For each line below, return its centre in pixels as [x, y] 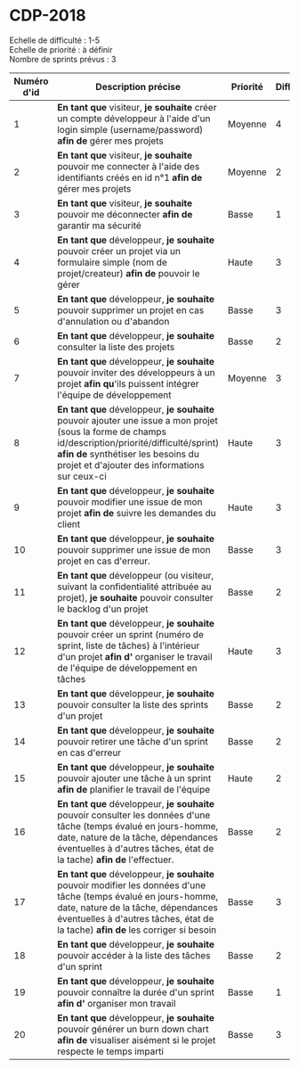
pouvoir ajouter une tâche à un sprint [134, 778]
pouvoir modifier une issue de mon [130, 502]
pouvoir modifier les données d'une [132, 885]
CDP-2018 [48, 16]
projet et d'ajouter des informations [131, 465]
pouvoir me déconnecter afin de [125, 214]
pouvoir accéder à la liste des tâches [134, 955]
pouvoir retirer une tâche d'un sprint [133, 741]
